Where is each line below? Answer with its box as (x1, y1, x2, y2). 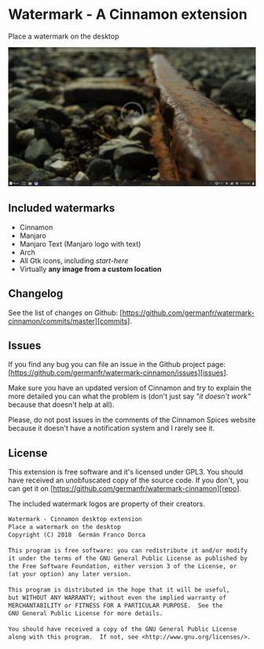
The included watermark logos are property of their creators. (8, 499, 206, 508)
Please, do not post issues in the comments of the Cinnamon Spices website (8, 415, 256, 425)
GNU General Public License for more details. (8, 610, 163, 618)
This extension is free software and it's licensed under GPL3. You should (8, 467, 244, 477)
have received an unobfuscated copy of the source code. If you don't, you (8, 475, 249, 485)
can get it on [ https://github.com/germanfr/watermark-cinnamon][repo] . (8, 484, 242, 493)
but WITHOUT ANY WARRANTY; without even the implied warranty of (8, 594, 226, 602)
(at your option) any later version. (8, 570, 132, 578)
